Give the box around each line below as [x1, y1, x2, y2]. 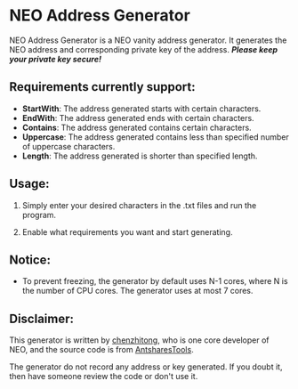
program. [21, 209, 56, 220]
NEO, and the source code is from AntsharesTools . [9, 344, 194, 355]
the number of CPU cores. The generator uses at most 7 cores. [21, 286, 254, 296]
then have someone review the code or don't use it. [9, 371, 198, 382]
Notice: [9, 252, 52, 267]
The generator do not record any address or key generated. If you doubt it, [9, 361, 283, 372]
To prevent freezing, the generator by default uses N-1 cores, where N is [21, 276, 288, 287]
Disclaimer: [9, 311, 74, 326]
